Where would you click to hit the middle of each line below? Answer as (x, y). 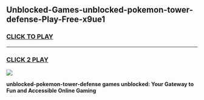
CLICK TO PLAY (30, 37)
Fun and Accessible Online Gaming (51, 90)
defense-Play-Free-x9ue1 (56, 20)
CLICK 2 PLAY (27, 59)
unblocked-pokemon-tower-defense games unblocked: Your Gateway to (100, 84)
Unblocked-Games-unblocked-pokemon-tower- (100, 10)
